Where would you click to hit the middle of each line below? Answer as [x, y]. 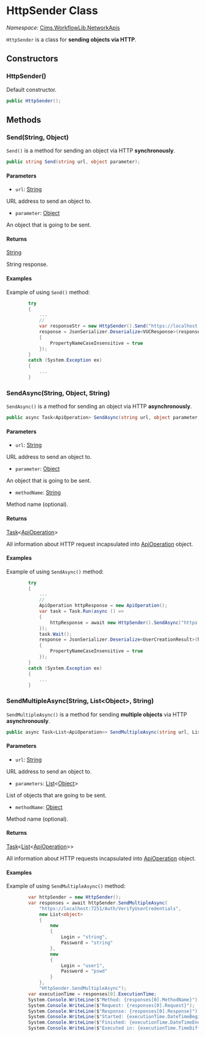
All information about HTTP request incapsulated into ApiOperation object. [100, 544]
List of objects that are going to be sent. [56, 795]
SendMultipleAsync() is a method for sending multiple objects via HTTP [97, 714]
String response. [27, 265]
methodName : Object [39, 807]
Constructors [32, 59]
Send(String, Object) [38, 137]
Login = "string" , [84, 937]
